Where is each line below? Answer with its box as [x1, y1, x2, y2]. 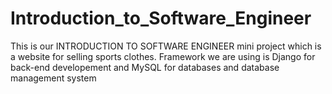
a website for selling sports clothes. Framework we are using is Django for [10, 50, 316, 62]
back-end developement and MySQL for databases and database [10, 61, 280, 73]
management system [10, 72, 97, 84]
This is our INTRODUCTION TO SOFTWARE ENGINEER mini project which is [10, 40, 322, 52]
